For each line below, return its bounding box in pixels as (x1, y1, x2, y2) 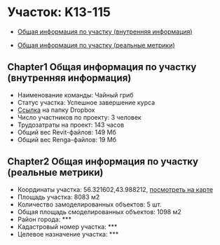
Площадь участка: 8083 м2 (17, 192, 100, 201)
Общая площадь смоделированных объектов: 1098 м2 (17, 207, 181, 216)
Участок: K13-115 (7, 4, 111, 20)
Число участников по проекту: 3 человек (17, 113, 142, 121)
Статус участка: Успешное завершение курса (17, 98, 156, 106)
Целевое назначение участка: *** (17, 230, 119, 238)
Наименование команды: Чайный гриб (17, 90, 134, 99)
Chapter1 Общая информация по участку (7, 61, 197, 73)
